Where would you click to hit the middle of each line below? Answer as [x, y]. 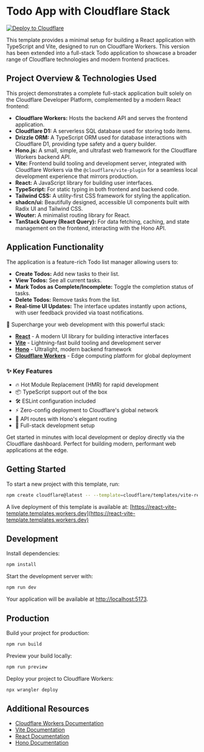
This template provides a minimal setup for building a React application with [101, 40]
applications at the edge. [37, 450]
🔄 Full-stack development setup [55, 425]
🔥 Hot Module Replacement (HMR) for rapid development [87, 385]
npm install [21, 565]
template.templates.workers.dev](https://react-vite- [71, 513]
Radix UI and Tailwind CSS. [49, 208]
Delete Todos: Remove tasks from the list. [68, 299]
